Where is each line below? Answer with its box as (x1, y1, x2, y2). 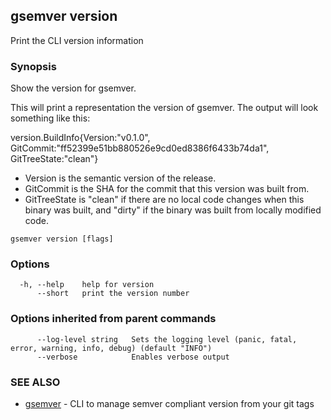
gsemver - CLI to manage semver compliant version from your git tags (24, 398, 315, 409)
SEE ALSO (10, 375, 61, 389)
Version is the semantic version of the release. (24, 172, 217, 184)
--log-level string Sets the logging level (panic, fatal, (36, 334, 298, 344)
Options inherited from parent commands (10, 312, 217, 326)
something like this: (10, 112, 91, 124)
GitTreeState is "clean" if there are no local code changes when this (24, 194, 305, 206)
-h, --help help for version (19, 280, 155, 290)
